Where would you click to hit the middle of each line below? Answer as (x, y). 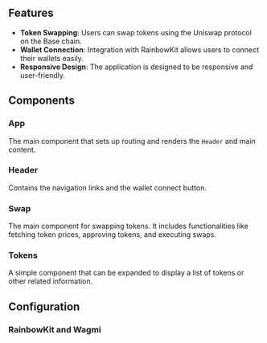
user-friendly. (43, 75)
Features (31, 13)
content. (22, 149)
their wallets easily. (52, 58)
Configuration (44, 306)
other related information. (51, 281)
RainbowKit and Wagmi (55, 329)
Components (41, 101)
